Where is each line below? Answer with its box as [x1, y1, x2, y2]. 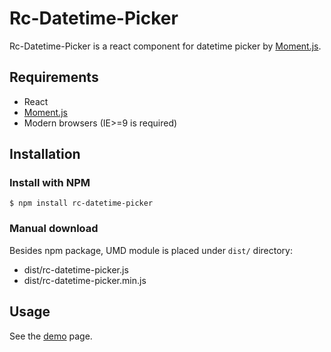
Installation [9, 146, 81, 163]
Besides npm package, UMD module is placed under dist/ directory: [9, 244, 293, 256]
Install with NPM [9, 176, 91, 190]
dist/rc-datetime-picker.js [23, 263, 129, 276]
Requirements [9, 69, 99, 86]
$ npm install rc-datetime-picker [9, 198, 154, 209]
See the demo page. [9, 330, 93, 342]
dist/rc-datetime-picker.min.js [23, 274, 147, 286]
